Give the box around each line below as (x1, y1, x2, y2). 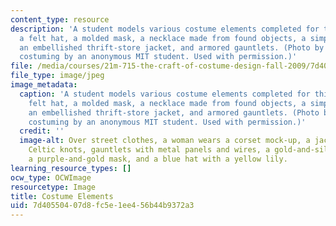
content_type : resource (10, 14, 110, 25)
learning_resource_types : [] (10, 163, 132, 173)
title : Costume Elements (10, 191, 114, 201)
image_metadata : (10, 80, 78, 90)
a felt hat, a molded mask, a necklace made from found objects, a (19, 33, 307, 43)
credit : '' (19, 126, 65, 136)
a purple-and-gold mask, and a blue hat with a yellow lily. (28, 154, 288, 164)
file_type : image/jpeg (10, 71, 105, 81)
